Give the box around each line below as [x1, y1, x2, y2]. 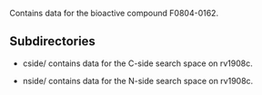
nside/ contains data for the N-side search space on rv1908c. [22, 75, 254, 86]
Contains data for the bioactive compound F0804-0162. [9, 8, 219, 18]
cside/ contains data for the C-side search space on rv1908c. [22, 58, 253, 69]
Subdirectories [9, 33, 96, 49]
